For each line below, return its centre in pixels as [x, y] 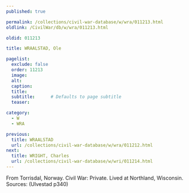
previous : [18, 134]
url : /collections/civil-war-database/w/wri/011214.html [82, 162]
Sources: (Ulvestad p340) [37, 184]
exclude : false [30, 65]
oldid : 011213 [23, 38]
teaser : [21, 103]
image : [19, 75]
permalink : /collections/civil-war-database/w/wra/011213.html [85, 22]
